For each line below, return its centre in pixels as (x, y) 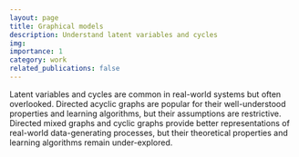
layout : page (34, 18)
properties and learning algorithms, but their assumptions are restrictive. (145, 113)
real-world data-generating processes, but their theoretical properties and (149, 132)
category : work (38, 60)
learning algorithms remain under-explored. (91, 142)
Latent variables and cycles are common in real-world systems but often (145, 94)
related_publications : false (65, 69)
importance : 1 (36, 52)
